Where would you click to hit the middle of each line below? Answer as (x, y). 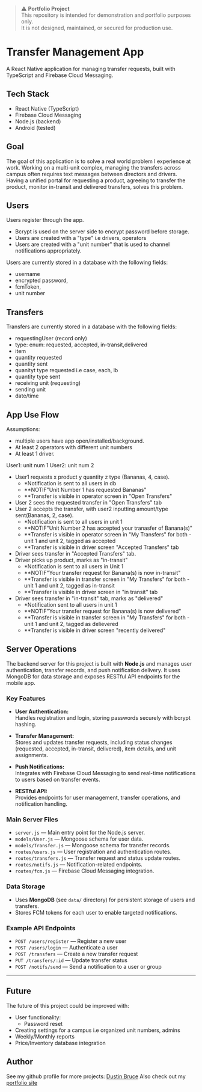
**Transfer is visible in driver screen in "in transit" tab (91, 592)
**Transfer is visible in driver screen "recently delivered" (95, 630)
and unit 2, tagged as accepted (77, 541)
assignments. (32, 755)
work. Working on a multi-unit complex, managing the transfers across (94, 167)
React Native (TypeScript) (47, 108)
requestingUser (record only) (51, 339)
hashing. (26, 725)
